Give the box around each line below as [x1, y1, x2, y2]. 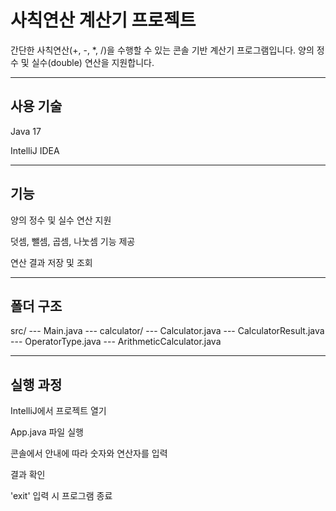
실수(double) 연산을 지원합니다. [31, 56, 155, 68]
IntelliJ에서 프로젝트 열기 [10, 405, 107, 417]
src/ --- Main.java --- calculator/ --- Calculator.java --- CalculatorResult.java [10, 325, 325, 337]
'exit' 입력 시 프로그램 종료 [10, 490, 113, 502]
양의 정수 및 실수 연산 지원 [10, 214, 112, 226]
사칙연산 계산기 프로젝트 [10, 9, 197, 32]
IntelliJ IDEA [10, 144, 60, 156]
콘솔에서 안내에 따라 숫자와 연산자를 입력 [10, 447, 168, 460]
